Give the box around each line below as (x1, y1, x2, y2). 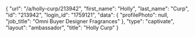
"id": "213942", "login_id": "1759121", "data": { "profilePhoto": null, (5, 11, 169, 18)
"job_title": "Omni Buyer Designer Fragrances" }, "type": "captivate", (5, 18, 175, 24)
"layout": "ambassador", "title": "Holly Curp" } (5, 24, 119, 31)
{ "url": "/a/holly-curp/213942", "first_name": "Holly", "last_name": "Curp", (5, 5, 189, 12)
